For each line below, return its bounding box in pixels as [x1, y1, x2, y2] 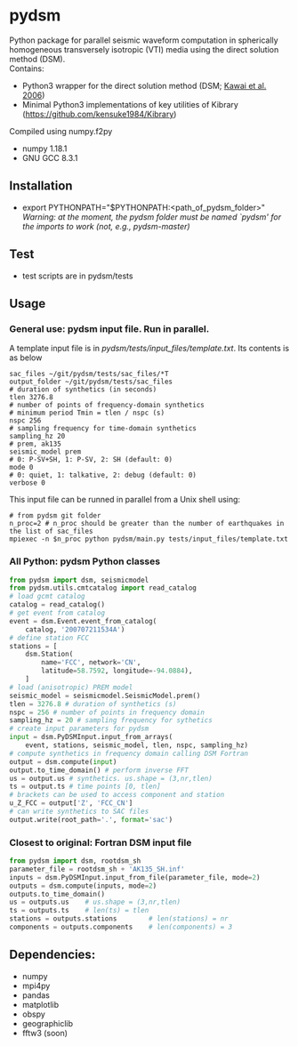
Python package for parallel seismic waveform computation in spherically [9, 35, 278, 45]
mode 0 [9, 463, 34, 472]
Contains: [9, 63, 44, 74]
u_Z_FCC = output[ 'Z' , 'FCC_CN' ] [9, 799, 133, 808]
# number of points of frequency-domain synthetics [9, 401, 205, 410]
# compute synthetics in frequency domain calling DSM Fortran [9, 749, 249, 758]
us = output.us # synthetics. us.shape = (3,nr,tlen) [9, 774, 213, 783]
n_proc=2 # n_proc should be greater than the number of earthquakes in [9, 519, 285, 528]
